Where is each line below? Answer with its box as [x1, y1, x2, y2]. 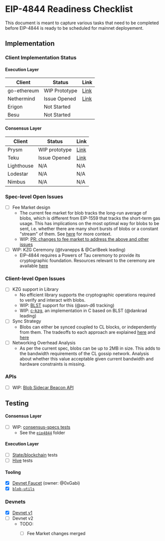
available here [19, 263, 48, 269]
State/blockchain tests [12, 451, 58, 458]
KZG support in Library [12, 286, 59, 292]
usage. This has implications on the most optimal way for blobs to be [19, 221, 159, 226]
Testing [5, 399, 29, 407]
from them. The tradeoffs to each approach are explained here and [19, 329, 156, 335]
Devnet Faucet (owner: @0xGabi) [12, 480, 80, 486]
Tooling [5, 469, 21, 475]
